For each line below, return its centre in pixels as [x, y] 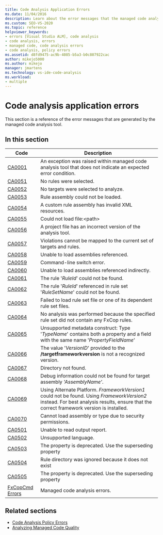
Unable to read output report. [73, 430]
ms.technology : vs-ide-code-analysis [43, 73]
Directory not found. [63, 368]
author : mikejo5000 [25, 59]
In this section [27, 139]
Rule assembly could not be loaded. [81, 197]
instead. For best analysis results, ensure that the [96, 402]
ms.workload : [18, 77]
